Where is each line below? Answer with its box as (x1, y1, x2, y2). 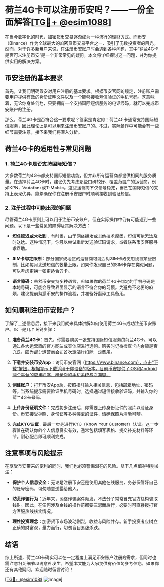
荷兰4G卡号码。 (12, 394, 44, 400)
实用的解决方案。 (9, 58, 44, 64)
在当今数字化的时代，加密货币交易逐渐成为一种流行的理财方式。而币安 (5, 34, 146, 40)
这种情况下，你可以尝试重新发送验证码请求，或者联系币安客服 (29, 239, 154, 245)
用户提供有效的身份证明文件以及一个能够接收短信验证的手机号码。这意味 (9, 94, 155, 100)
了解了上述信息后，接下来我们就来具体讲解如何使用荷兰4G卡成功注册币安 (5, 320, 152, 326)
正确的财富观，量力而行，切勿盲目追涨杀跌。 (12, 525, 102, 531)
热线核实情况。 (25, 508, 55, 514)
